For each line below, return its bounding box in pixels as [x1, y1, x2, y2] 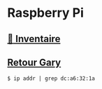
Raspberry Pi [7, 5, 84, 21]
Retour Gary [7, 56, 61, 68]
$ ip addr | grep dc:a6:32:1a [7, 75, 96, 82]
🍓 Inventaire [7, 33, 61, 45]
